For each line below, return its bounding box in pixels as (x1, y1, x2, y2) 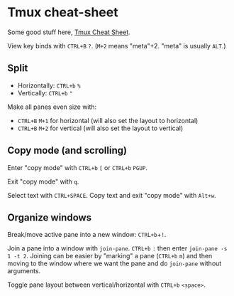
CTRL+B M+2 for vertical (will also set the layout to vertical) (17, 124, 184, 132)
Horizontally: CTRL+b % (17, 81, 81, 90)
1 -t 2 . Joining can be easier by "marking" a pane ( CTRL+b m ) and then (7, 252, 213, 260)
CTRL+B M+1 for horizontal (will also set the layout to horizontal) (17, 116, 199, 125)
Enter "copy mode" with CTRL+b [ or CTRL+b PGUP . (7, 163, 147, 171)
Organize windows (7, 211, 92, 223)
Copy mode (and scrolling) (7, 144, 128, 157)
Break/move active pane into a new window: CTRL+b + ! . (7, 231, 167, 239)
